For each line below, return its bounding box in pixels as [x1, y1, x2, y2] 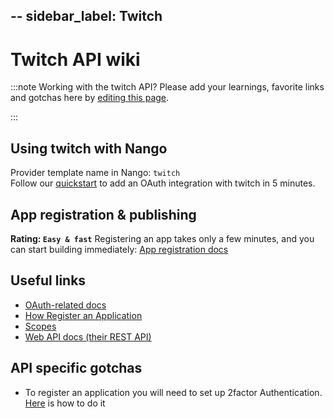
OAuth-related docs [24, 299, 107, 311]
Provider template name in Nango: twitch [10, 167, 181, 179]
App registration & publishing [10, 206, 197, 223]
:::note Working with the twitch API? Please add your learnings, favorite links [10, 81, 325, 93]
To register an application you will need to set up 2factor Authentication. [24, 386, 323, 398]
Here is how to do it [24, 397, 106, 409]
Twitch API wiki [10, 48, 141, 71]
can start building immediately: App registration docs [10, 243, 229, 255]
